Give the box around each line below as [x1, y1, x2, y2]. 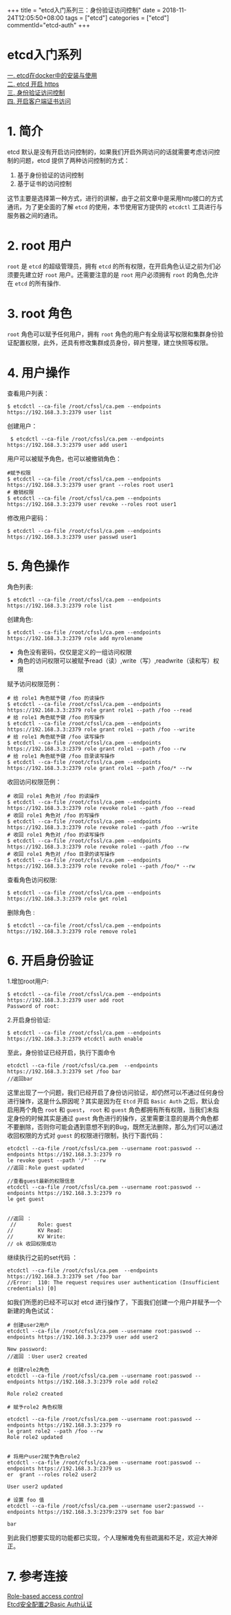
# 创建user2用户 [7, 1321, 49, 1328]
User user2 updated [7, 1483, 63, 1490]
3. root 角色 [7, 306, 72, 321]
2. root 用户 [7, 238, 72, 254]
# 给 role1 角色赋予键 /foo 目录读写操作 [7, 752, 115, 760]
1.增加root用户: [7, 977, 49, 985]
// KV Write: [7, 1233, 67, 1240]
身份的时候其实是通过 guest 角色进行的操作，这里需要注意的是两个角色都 [12, 1114, 219, 1122]
